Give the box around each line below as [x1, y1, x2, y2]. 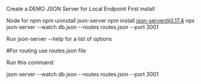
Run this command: [6, 59, 55, 66]
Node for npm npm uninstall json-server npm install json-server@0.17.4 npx [6, 17, 195, 24]
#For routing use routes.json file [6, 47, 86, 54]
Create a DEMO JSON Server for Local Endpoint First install [6, 5, 155, 12]
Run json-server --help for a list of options [6, 35, 112, 42]
